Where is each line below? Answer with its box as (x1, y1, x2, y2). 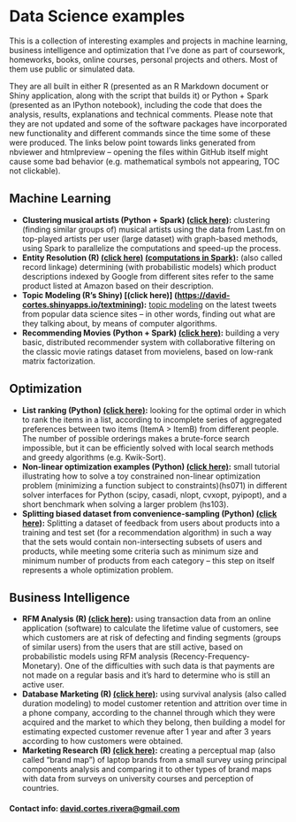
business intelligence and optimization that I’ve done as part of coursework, (9, 44, 285, 55)
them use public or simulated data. (9, 64, 135, 74)
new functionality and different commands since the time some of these (9, 127, 271, 138)
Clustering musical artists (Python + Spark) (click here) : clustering (21, 214, 270, 225)
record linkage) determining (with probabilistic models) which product (21, 261, 277, 272)
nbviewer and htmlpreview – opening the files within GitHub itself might (9, 146, 269, 157)
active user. (21, 680, 65, 690)
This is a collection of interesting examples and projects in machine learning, (9, 35, 288, 46)
